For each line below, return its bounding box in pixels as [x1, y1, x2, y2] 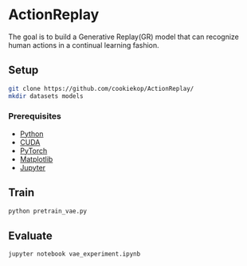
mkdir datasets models [8, 92, 84, 100]
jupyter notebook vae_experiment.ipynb [8, 250, 141, 258]
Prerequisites [8, 111, 61, 122]
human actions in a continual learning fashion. [8, 40, 159, 49]
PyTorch [19, 146, 48, 155]
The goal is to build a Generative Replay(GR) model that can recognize [8, 32, 239, 41]
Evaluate [8, 229, 53, 242]
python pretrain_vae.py [8, 207, 88, 215]
